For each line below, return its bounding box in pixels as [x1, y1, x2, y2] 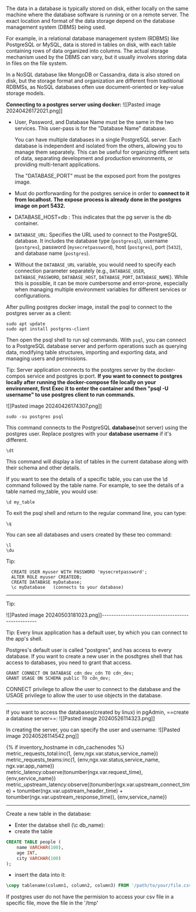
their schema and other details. [6, 464, 81, 471]
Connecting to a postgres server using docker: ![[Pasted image [6, 101, 161, 108]
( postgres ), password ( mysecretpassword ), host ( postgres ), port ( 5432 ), [14, 244, 183, 250]
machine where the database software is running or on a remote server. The [6, 11, 189, 18]
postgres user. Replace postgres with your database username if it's [6, 430, 172, 437]
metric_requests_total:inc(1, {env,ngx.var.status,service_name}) [6, 750, 159, 756]
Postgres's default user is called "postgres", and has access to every [6, 647, 172, 654]
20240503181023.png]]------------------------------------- [45, 612, 189, 619]
